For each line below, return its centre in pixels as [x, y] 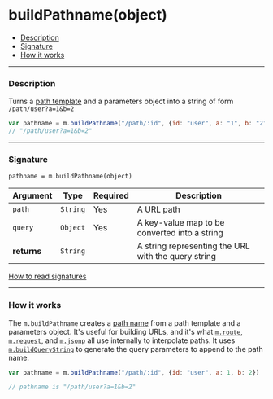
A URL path [158, 209]
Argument [32, 195]
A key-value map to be [181, 223]
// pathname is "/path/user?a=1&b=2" [72, 387]
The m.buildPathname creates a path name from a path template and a [125, 322]
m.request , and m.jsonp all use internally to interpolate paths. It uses [122, 340]
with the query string [177, 256]
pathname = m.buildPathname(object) [70, 177]
